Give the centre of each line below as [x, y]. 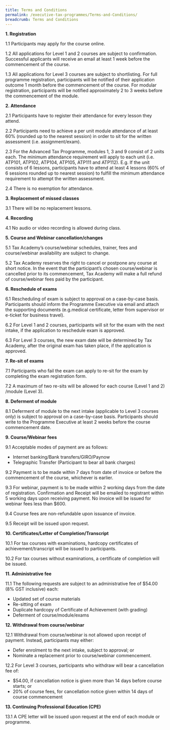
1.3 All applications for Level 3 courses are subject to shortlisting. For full [81, 74]
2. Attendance [21, 106]
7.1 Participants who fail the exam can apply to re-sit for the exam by [77, 371]
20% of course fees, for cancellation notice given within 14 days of [83, 692]
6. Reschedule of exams [31, 289]
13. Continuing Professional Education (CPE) [53, 707]
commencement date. [28, 428]
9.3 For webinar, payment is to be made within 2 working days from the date [85, 488]
